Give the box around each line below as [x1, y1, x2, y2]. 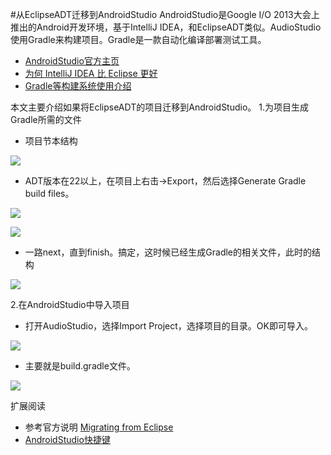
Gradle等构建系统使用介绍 [24, 80, 132, 92]
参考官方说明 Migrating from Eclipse [24, 421, 174, 433]
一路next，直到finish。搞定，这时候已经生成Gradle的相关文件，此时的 [24, 246, 313, 258]
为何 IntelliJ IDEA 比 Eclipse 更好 [24, 68, 158, 79]
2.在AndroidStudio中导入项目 [10, 299, 130, 310]
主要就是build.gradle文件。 [24, 360, 136, 372]
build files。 [24, 188, 75, 199]
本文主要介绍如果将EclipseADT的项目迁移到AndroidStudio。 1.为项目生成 [10, 101, 309, 113]
